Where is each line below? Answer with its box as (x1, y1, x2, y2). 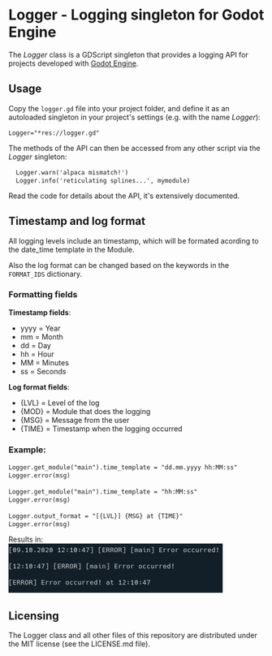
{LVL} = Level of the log (19, 398, 100, 408)
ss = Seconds (19, 366, 67, 376)
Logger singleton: (8, 152, 67, 162)
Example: (8, 444, 46, 455)
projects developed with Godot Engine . (8, 58, 139, 68)
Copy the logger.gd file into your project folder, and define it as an (8, 103, 230, 113)
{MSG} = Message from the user (19, 415, 130, 425)
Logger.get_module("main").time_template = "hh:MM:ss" (8, 488, 198, 496)
